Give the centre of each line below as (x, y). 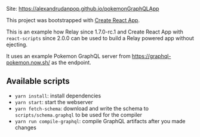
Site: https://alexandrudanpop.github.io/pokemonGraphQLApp (83, 9)
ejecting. (17, 45)
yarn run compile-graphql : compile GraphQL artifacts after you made (100, 121)
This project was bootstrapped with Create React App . (73, 20)
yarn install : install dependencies (58, 96)
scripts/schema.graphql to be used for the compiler (78, 115)
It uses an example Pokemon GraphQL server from (68, 56)
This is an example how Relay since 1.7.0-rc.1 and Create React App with (95, 32)
